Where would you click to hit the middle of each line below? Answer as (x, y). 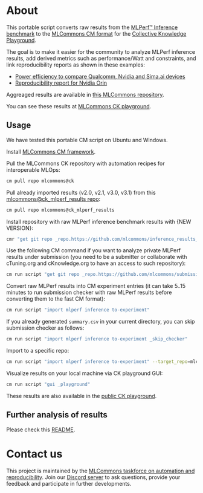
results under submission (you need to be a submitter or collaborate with (97, 257)
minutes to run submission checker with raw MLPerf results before (89, 292)
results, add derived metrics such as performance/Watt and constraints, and (101, 58)
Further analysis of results (57, 415)
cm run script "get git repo (43, 275)
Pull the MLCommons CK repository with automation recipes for (85, 163)
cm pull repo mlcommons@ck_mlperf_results (60, 210)
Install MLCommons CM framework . (51, 151)
